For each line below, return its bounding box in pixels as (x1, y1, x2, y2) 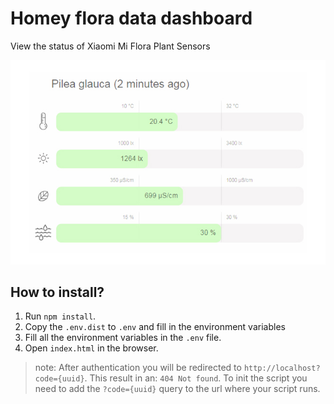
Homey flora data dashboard (10, 7, 253, 30)
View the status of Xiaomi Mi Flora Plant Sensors (10, 40, 211, 52)
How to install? (10, 283, 105, 301)
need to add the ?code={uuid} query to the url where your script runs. (34, 383, 321, 395)
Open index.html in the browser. (24, 342, 159, 354)
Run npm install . (24, 310, 97, 322)
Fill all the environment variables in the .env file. (24, 332, 222, 344)
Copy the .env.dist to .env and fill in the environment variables (24, 321, 286, 333)
